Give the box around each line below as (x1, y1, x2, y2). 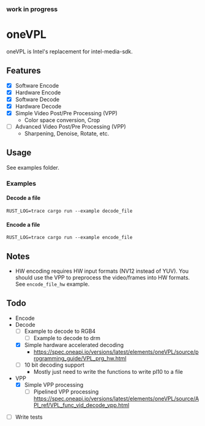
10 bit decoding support (24, 361, 84, 368)
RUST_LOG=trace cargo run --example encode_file (6, 235, 133, 241)
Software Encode (15, 82, 59, 89)
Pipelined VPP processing (33, 388, 99, 395)
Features (6, 66, 41, 76)
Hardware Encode (15, 88, 61, 96)
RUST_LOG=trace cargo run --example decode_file (6, 208, 133, 214)
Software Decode (15, 96, 60, 103)
